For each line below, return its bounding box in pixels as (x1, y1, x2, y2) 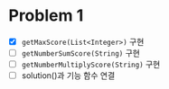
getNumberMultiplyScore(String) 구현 (21, 59, 161, 70)
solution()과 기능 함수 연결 (21, 70, 116, 81)
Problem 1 (8, 5, 84, 26)
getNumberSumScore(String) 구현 (21, 48, 141, 58)
